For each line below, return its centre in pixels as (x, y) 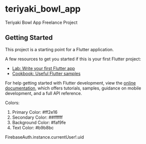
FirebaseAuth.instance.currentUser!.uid (45, 137)
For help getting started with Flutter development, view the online (71, 83)
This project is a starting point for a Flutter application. (59, 49)
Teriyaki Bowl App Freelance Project (41, 22)
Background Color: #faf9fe (39, 122)
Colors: (12, 103)
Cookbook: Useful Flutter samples (46, 73)
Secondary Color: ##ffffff (37, 117)
